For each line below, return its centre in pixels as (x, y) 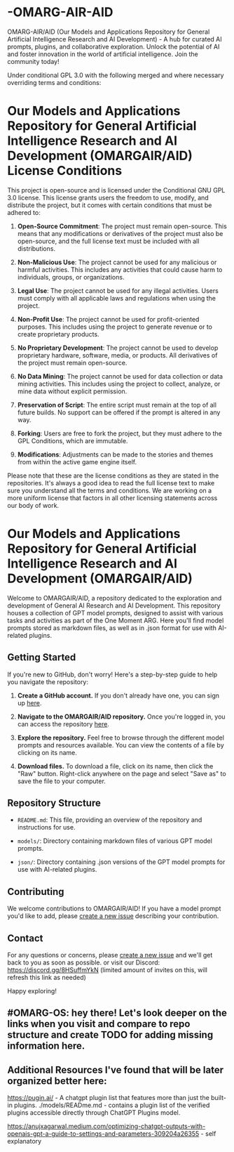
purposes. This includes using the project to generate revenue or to (115, 327)
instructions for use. (46, 827)
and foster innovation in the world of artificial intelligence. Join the (103, 54)
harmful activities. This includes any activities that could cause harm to (120, 269)
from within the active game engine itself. (77, 462)
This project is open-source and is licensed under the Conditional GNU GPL (116, 190)
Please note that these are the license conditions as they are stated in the (113, 476)
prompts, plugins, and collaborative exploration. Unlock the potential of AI (113, 46)
